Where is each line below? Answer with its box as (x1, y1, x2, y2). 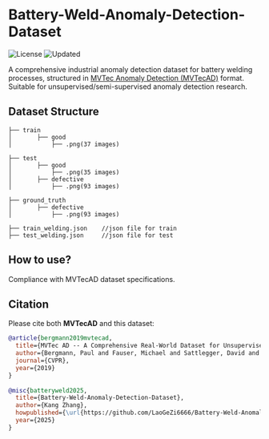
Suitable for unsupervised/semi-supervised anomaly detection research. (8, 82, 248, 91)
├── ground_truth (8, 196, 66, 204)
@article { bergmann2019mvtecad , (8, 334, 113, 342)
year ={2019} (15, 364, 56, 372)
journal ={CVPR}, (15, 356, 70, 364)
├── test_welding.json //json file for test (8, 231, 174, 240)
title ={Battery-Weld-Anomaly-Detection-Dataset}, (15, 394, 184, 402)
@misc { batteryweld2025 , (8, 386, 88, 394)
